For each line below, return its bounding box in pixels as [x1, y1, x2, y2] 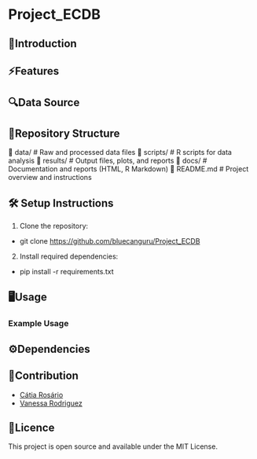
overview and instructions [8, 173, 92, 182]
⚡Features [8, 64, 60, 78]
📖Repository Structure [8, 127, 120, 140]
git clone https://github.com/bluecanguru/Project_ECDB [19, 236, 200, 245]
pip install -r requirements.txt [19, 266, 114, 276]
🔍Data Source [8, 96, 80, 109]
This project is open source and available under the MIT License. [8, 442, 218, 451]
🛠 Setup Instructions [8, 196, 114, 210]
